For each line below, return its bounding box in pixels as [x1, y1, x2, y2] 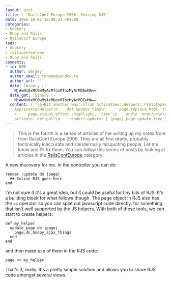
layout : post [5, 7, 33, 13]
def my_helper [5, 221, 36, 226]
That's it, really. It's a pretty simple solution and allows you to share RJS [5, 266, 156, 272]
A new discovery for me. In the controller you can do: [5, 161, 117, 168]
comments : [5, 60, 26, 65]
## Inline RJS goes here [10, 176, 63, 181]
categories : [5, 21, 31, 27]
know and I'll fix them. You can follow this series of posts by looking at [17, 146, 165, 153]
